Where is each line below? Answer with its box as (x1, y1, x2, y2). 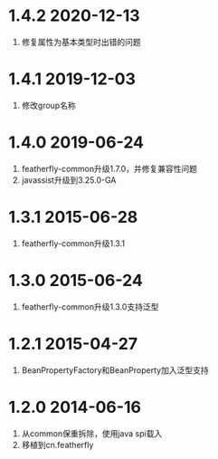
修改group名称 (21, 100, 76, 110)
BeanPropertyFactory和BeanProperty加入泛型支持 (21, 364, 209, 376)
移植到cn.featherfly (21, 439, 94, 450)
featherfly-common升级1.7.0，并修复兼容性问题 (21, 163, 198, 174)
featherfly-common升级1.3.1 (21, 237, 126, 249)
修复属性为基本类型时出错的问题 (21, 36, 141, 47)
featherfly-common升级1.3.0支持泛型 (21, 301, 159, 312)
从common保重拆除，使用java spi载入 (21, 427, 163, 439)
